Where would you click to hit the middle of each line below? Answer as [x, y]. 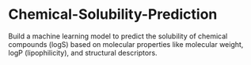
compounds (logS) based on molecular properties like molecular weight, [126, 44]
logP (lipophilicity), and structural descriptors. [83, 52]
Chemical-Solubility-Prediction [113, 14]
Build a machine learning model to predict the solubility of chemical [118, 36]
